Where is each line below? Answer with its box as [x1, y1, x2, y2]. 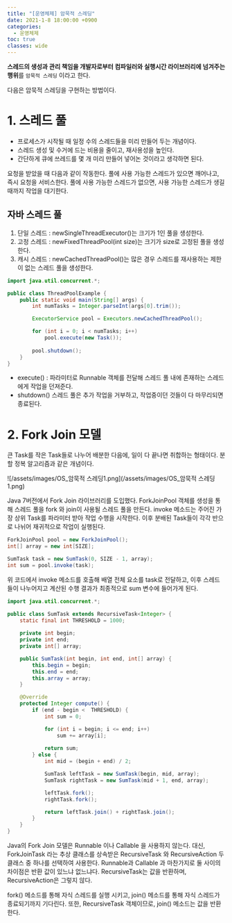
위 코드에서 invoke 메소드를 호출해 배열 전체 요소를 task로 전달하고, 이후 [7, 575, 202, 584]
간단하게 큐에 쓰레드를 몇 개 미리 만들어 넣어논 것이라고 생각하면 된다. [17, 154, 204, 163]
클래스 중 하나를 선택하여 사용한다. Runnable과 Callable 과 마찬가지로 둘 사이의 [7, 859, 221, 867]
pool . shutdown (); [32, 347, 82, 354]
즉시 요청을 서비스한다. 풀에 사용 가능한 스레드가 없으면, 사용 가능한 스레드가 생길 [7, 178, 225, 186]
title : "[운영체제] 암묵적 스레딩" [7, 10, 96, 17]
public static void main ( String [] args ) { [19, 296, 144, 303]
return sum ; [44, 745, 79, 752]
